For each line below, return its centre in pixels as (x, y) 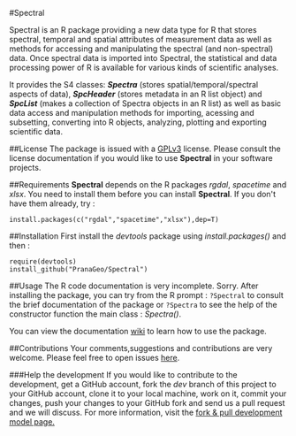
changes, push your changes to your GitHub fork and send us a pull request (147, 403)
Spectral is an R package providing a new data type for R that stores (133, 30)
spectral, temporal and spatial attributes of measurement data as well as (140, 39)
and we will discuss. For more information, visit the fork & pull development (146, 412)
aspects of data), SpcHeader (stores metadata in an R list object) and (136, 94)
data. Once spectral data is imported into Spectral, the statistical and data (143, 58)
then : (20, 245)
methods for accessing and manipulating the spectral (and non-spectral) (141, 49)
